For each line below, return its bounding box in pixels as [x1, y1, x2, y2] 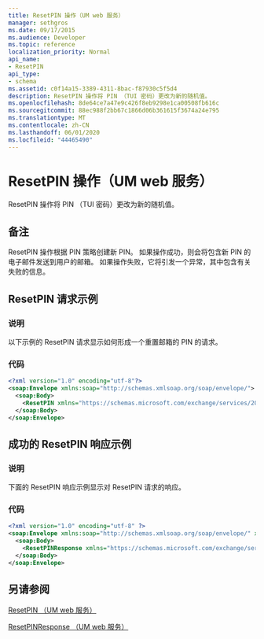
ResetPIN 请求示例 [8, 292, 98, 305]
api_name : [8, 56, 41, 64]
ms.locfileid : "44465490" [8, 135, 93, 144]
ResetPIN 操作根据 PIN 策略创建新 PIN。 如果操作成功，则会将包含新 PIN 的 [8, 247, 251, 257]
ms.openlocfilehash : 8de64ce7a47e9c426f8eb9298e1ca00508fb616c [8, 99, 220, 107]
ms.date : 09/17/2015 [8, 26, 76, 34]
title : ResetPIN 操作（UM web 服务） [8, 11, 125, 20]
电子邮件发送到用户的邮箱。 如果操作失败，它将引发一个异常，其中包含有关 [8, 257, 251, 267]
